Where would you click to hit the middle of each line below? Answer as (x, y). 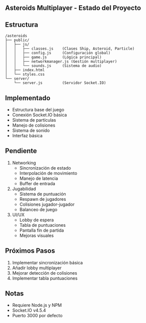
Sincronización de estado (45, 168)
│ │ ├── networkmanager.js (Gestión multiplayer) (61, 62)
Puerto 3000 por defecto (37, 316)
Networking (24, 163)
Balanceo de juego (38, 209)
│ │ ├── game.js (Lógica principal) (53, 57)
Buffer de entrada (37, 183)
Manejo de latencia (39, 178)
